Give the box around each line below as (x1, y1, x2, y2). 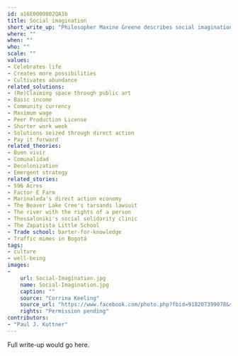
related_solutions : (7, 83, 65, 90)
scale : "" (7, 50, 37, 58)
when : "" (7, 37, 33, 44)
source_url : (20, 301, 55, 308)
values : (7, 57, 30, 64)
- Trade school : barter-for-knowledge (7, 228, 122, 235)
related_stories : (7, 176, 59, 183)
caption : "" (20, 288, 55, 295)
